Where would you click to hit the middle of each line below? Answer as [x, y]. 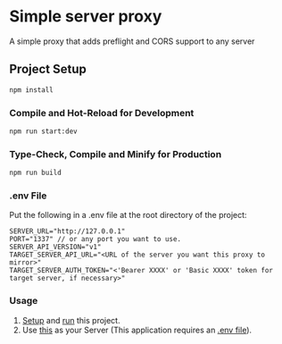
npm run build [36, 173]
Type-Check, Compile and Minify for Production [116, 154]
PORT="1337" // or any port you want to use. [95, 239]
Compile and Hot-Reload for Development [102, 113]
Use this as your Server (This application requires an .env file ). [137, 330]
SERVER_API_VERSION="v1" [55, 248]
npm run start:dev [43, 131]
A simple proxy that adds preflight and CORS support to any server [132, 41]
